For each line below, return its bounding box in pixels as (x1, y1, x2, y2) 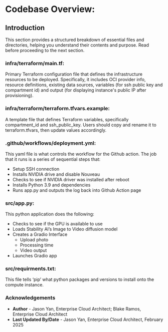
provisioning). (5, 93, 34, 99)
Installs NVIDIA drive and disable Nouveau (12, 171, 100, 177)
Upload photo (20, 237, 49, 243)
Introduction (5, 24, 45, 32)
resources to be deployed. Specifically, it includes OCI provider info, (5, 77, 146, 83)
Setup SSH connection (12, 166, 60, 172)
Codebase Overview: (5, 4, 95, 15)
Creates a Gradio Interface (12, 231, 68, 237)
